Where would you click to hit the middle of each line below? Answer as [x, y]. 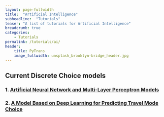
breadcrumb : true [23, 28]
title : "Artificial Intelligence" [42, 14]
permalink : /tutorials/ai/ [33, 42]
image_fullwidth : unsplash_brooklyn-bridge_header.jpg [71, 56]
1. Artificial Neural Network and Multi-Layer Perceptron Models [82, 89]
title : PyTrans [30, 51]
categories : [17, 33]
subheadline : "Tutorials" [33, 19]
